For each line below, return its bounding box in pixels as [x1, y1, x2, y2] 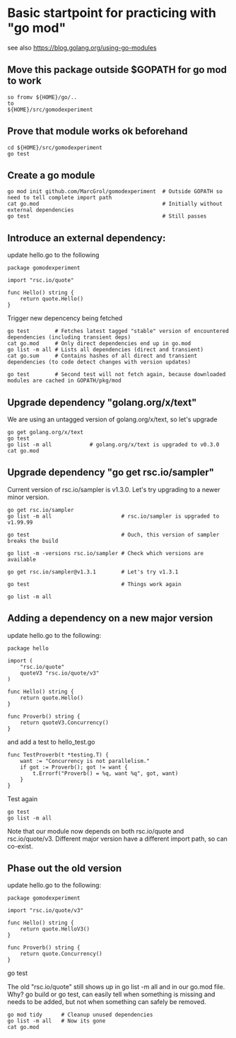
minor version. [7, 493, 49, 501]
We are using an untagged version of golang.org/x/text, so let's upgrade [7, 415, 218, 424]
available [7, 556, 37, 563]
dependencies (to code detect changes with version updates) [7, 358, 191, 366]
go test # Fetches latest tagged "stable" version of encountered [7, 327, 230, 335]
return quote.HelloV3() [20, 926, 90, 933]
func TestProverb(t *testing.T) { [7, 751, 110, 758]
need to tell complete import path [7, 194, 112, 202]
